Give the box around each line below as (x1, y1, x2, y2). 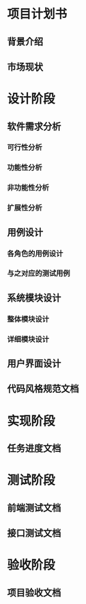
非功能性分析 (7, 183, 50, 193)
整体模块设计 (7, 314, 50, 324)
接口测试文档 (7, 527, 61, 539)
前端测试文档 (7, 502, 61, 514)
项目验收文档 (7, 587, 61, 599)
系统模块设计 (7, 292, 61, 304)
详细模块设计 (7, 334, 50, 343)
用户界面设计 (7, 358, 61, 370)
